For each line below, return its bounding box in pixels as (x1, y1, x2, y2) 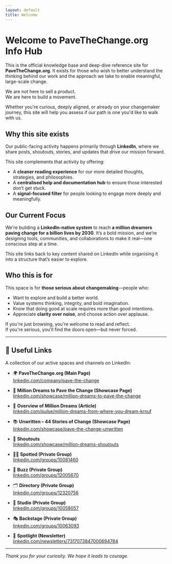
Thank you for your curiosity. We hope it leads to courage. (5, 553, 129, 559)
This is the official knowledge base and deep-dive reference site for (5, 62, 148, 68)
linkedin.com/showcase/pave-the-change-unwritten (12, 425, 123, 432)
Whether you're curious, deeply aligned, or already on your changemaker (5, 104, 160, 110)
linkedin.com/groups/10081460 (12, 456, 78, 462)
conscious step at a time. (5, 241, 58, 247)
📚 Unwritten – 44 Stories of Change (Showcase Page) (12, 418, 131, 424)
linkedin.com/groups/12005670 (12, 472, 79, 478)
